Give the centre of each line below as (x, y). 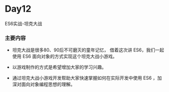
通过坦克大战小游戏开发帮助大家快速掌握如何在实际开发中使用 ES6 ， (85, 78)
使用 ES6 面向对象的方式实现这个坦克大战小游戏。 (65, 56)
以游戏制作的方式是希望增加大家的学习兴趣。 (59, 67)
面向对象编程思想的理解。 (48, 84)
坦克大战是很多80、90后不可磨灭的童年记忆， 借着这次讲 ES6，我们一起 (88, 50)
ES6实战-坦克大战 (23, 23)
